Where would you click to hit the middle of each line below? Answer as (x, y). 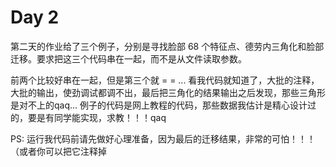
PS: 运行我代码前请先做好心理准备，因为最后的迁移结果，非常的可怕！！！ (163, 138)
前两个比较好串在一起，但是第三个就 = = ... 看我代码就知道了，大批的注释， (165, 80)
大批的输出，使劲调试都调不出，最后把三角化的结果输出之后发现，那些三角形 (168, 92)
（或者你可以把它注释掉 (58, 151)
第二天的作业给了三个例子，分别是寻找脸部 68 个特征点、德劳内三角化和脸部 (167, 46)
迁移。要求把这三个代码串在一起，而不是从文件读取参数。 (128, 58)
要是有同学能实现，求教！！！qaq (97, 117)
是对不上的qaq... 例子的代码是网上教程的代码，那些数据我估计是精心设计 (159, 105)
